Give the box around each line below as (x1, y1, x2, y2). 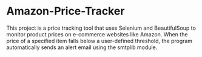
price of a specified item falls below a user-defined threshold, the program (6, 37, 193, 44)
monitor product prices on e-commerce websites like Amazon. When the (6, 30, 188, 38)
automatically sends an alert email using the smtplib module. (6, 44, 158, 51)
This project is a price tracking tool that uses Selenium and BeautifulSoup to (6, 24, 196, 32)
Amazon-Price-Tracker (6, 4, 125, 18)
